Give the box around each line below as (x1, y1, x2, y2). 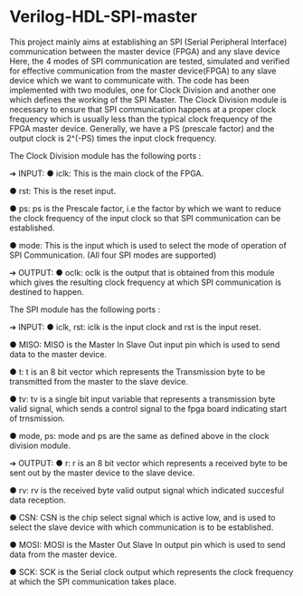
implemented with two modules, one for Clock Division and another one (9, 84, 277, 95)
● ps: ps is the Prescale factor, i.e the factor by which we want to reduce (9, 202, 282, 214)
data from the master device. (9, 549, 118, 560)
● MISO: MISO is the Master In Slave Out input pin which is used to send (9, 338, 280, 350)
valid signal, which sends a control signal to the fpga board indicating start (9, 403, 288, 414)
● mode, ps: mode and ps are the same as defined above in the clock (9, 430, 270, 441)
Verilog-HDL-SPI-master (9, 6, 197, 27)
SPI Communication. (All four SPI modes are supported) (9, 249, 217, 260)
